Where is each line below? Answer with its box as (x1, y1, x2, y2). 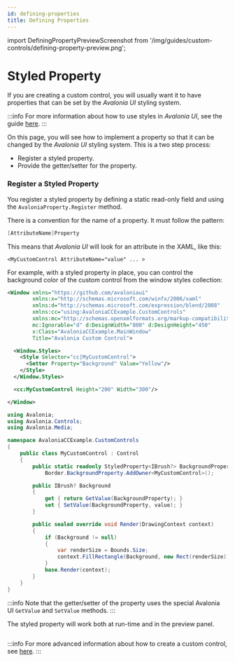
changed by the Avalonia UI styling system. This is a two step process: (7, 141, 211, 149)
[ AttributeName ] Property (7, 229, 80, 237)
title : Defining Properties (7, 17, 90, 24)
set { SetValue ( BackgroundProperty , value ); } (44, 502, 183, 509)
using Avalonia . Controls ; (7, 418, 83, 425)
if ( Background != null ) (44, 534, 117, 541)
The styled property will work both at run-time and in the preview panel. (7, 619, 215, 628)
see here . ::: (7, 647, 42, 655)
